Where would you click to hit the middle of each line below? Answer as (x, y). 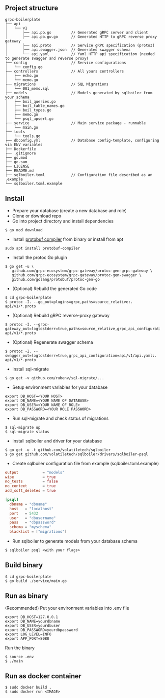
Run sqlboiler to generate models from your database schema (75, 541)
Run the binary (20, 648)
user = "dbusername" (33, 518)
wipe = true (30, 477)
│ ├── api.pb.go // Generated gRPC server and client (77, 32)
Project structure (32, 8)
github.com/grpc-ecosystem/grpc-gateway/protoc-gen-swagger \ (76, 275)
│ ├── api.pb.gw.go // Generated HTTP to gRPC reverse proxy (81, 37)
